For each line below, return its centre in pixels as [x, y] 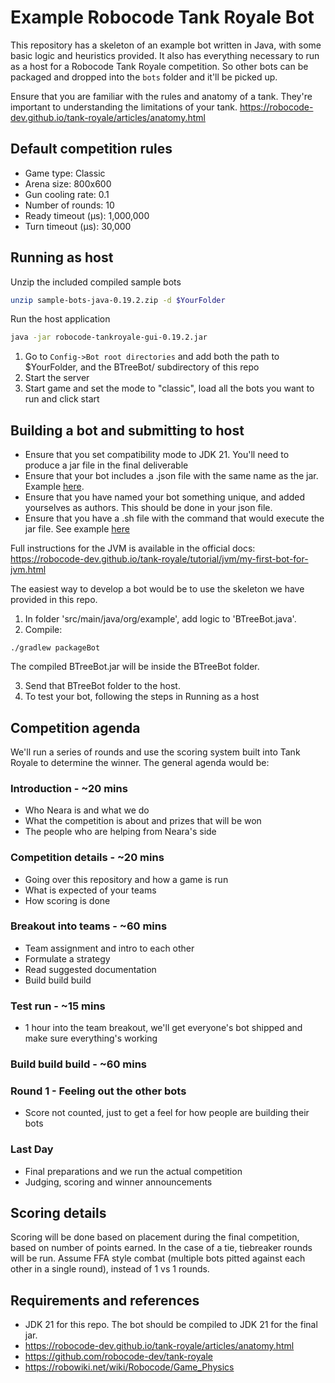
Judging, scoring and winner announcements [118, 1182]
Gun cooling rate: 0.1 [67, 194]
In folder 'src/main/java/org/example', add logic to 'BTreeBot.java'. [160, 619]
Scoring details [58, 1213]
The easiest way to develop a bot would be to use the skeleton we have [157, 589]
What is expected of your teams [90, 890]
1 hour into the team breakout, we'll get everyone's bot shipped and [163, 1028]
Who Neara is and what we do [87, 810]
